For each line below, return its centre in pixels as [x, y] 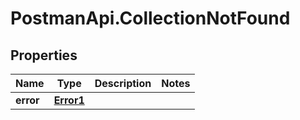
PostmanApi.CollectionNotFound [150, 18]
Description [123, 83]
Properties [44, 55]
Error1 [69, 100]
